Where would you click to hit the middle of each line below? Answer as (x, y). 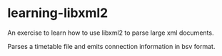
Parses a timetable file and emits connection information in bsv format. (111, 46)
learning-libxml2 (58, 13)
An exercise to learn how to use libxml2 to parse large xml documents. (111, 33)
